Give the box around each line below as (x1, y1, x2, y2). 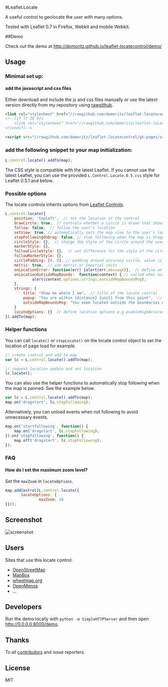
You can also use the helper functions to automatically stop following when (5, 380, 160, 386)
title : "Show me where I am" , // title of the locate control (23, 291, 157, 296)
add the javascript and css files (5, 85, 71, 91)
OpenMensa (12, 582, 38, 588)
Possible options (5, 190, 46, 197)
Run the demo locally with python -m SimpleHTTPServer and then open (5, 616, 149, 622)
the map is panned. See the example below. (5, 385, 95, 391)
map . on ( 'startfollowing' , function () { (5, 424, 88, 429)
